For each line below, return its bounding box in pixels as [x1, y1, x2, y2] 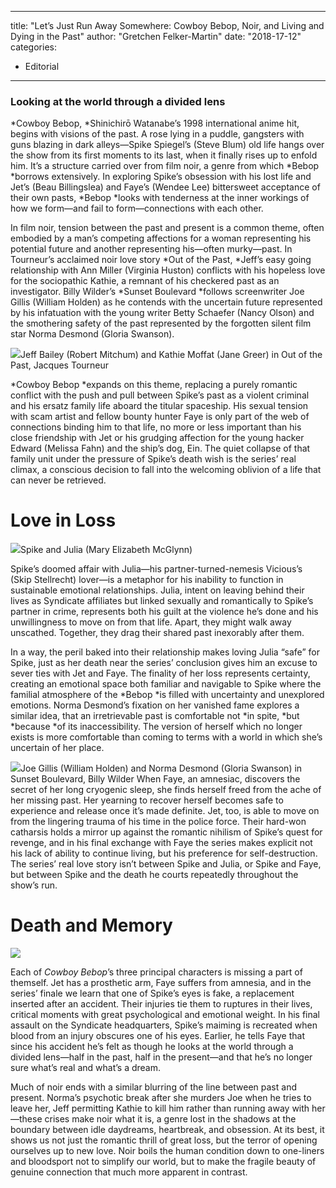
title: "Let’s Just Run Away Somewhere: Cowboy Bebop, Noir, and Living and [10, 20, 325, 31]
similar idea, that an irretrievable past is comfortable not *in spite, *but [10, 710, 300, 722]
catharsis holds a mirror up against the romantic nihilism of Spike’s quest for [10, 826, 323, 838]
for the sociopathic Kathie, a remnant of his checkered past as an [10, 275, 280, 287]
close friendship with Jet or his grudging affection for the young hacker [10, 432, 305, 444]
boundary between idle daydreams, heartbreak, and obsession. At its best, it [10, 1124, 325, 1136]
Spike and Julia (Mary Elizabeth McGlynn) [20, 544, 193, 556]
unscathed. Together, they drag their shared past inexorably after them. [10, 627, 305, 639]
